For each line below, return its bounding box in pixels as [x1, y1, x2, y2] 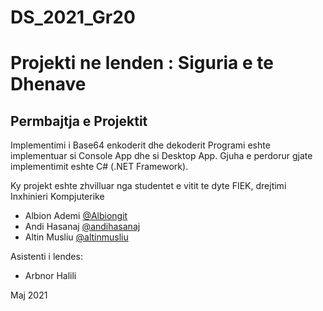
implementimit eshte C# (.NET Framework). [10, 161, 189, 173]
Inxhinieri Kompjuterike [10, 191, 105, 203]
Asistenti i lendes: [10, 251, 83, 263]
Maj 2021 [10, 289, 48, 301]
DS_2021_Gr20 [10, 6, 136, 29]
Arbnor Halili [24, 270, 77, 282]
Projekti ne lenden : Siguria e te [10, 52, 274, 75]
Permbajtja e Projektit [10, 112, 148, 130]
